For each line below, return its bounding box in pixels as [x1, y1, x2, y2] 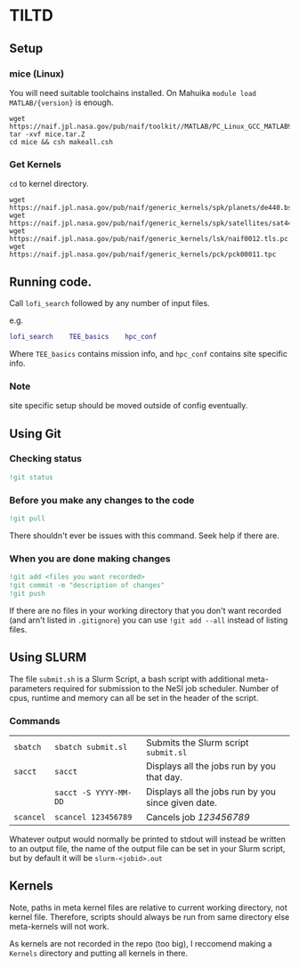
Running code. [9, 274, 93, 289]
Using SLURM [9, 650, 87, 665]
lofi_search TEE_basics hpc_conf [9, 332, 158, 341]
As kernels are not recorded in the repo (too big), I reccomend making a [9, 938, 273, 948]
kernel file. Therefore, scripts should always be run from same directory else [9, 911, 290, 922]
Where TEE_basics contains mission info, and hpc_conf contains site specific [9, 348, 287, 359]
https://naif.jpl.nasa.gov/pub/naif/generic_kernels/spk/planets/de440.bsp [9, 204, 296, 213]
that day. [145, 770, 182, 783]
